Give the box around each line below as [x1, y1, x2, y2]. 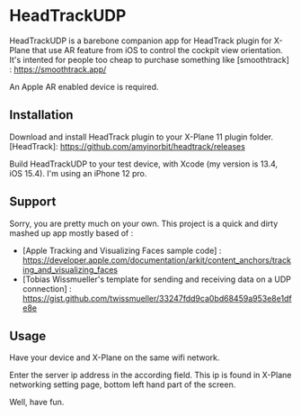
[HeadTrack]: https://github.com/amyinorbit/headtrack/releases [9, 140, 245, 151]
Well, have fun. [9, 397, 65, 408]
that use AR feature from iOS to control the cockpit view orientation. [31, 44, 283, 55]
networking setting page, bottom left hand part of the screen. [9, 379, 236, 390]
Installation [9, 107, 74, 122]
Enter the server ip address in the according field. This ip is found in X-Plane [9, 370, 292, 381]
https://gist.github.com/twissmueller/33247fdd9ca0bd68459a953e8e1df [22, 293, 292, 303]
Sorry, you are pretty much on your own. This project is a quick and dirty [9, 218, 279, 229]
